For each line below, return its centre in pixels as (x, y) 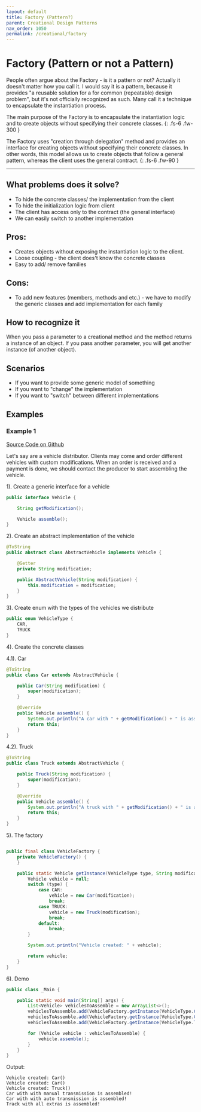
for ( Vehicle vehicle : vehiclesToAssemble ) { (87, 1033)
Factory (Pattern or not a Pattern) (90, 64)
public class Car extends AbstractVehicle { (63, 675)
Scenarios (25, 368)
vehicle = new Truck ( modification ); (95, 912)
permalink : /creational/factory (46, 34)
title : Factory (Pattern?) (40, 17)
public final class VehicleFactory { (53, 852)
